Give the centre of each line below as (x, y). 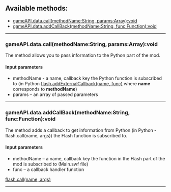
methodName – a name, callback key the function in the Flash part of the (89, 158)
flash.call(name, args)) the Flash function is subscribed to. (66, 135)
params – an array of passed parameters (55, 94)
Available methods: (37, 8)
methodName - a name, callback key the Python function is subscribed (87, 78)
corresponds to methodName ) (45, 89)
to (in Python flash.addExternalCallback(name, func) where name (81, 84)
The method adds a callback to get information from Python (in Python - (81, 130)
